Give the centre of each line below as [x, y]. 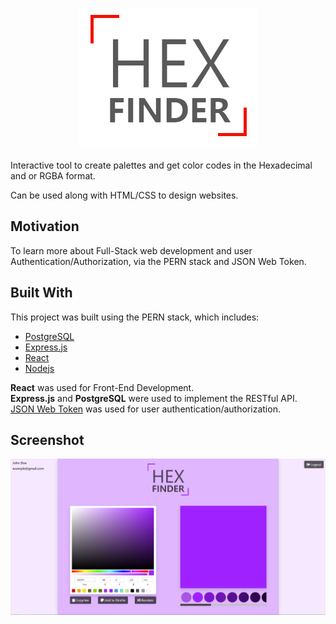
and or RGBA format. [53, 176]
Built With [41, 293]
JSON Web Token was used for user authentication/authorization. [145, 409]
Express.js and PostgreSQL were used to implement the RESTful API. [154, 398]
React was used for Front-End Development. [102, 387]
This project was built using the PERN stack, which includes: [135, 317]
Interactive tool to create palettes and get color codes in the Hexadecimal [161, 165]
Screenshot [47, 440]
